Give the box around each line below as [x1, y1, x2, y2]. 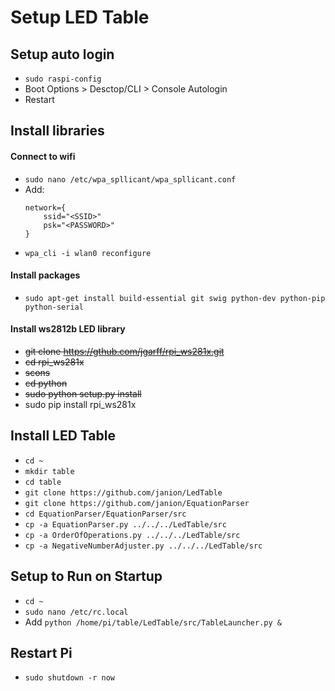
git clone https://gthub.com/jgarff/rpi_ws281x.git [24, 346, 225, 357]
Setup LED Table [10, 6, 150, 29]
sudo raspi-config [24, 74, 102, 84]
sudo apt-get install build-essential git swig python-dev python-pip [24, 293, 326, 303]
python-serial [24, 302, 84, 312]
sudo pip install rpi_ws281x [24, 399, 137, 410]
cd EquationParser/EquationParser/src [24, 509, 187, 519]
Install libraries [10, 122, 105, 140]
